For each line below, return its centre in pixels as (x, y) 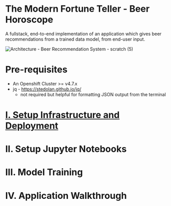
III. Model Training (44, 172)
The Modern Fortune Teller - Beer (77, 9)
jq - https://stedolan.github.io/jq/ (47, 89)
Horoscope (29, 20)
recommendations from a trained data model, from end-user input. (75, 39)
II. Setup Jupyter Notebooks (66, 149)
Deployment (32, 126)
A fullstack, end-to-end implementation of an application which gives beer (83, 34)
